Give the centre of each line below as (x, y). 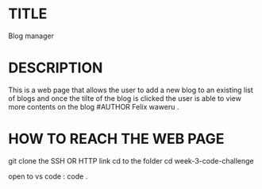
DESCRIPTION (56, 68)
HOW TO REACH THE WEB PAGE (116, 139)
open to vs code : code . (48, 176)
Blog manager (31, 36)
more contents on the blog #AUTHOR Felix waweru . (94, 106)
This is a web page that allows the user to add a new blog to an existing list (131, 90)
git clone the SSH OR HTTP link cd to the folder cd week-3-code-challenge (131, 160)
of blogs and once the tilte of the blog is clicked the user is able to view (125, 98)
